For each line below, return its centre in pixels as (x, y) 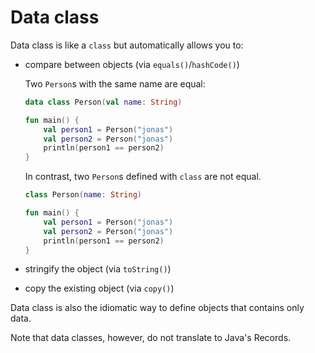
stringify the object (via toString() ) (98, 269)
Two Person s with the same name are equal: (115, 83)
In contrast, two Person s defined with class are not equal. (143, 177)
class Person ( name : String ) (83, 195)
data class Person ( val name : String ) (103, 102)
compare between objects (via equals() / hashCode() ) (132, 64)
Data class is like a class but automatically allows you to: (127, 45)
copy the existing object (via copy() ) (99, 288)
